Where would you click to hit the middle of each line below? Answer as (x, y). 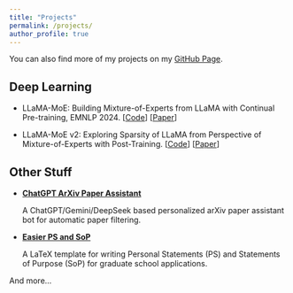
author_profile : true (49, 34)
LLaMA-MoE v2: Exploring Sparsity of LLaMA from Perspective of (142, 135)
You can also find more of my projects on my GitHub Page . (116, 59)
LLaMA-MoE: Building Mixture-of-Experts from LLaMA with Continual (148, 108)
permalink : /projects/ (51, 26)
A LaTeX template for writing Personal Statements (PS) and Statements (151, 254)
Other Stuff (41, 172)
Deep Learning (50, 86)
